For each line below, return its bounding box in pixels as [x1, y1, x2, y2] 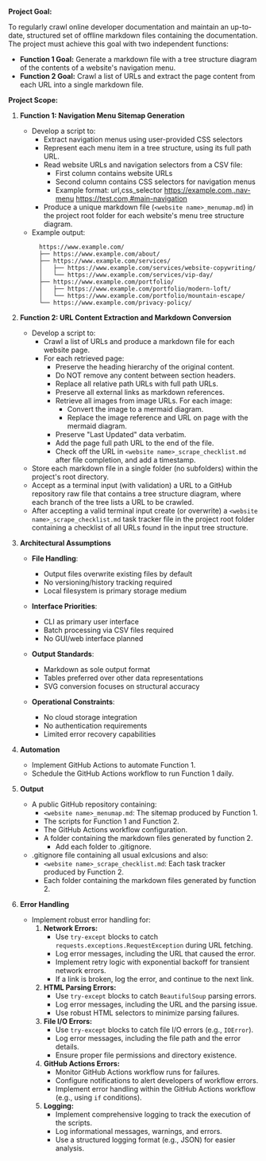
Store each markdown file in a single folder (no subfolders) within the [31, 463, 258, 473]
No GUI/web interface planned [43, 634, 144, 643]
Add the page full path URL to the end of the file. [55, 438, 214, 448]
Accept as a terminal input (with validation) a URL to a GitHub [31, 481, 233, 490]
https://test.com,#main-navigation [75, 194, 188, 203]
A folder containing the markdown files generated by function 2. [43, 834, 253, 842]
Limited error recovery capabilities [43, 729, 156, 739]
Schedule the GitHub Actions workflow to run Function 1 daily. [31, 768, 234, 778]
